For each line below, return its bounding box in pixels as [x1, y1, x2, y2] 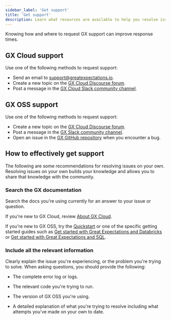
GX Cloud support [5, 51, 64, 60]
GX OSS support [5, 100, 59, 109]
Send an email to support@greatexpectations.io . [12, 75, 115, 81]
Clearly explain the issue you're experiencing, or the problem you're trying [5, 258, 161, 264]
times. [5, 36, 18, 42]
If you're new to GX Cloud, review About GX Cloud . [5, 213, 112, 219]
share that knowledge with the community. [5, 174, 95, 180]
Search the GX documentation [5, 186, 82, 193]
